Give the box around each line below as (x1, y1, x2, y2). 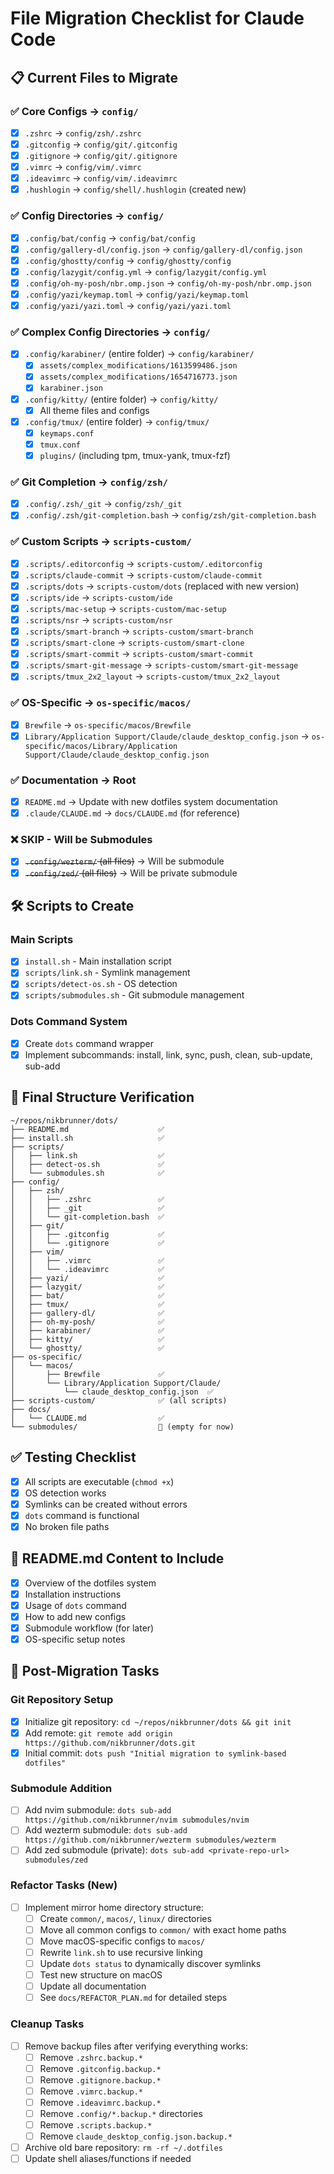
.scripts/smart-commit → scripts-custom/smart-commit (24, 648, 254, 660)
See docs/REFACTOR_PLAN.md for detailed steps (39, 1992, 228, 2004)
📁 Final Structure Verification (10, 1089, 195, 1106)
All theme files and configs (39, 404, 150, 416)
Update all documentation (39, 1980, 147, 1992)
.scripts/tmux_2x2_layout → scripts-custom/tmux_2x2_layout (24, 670, 281, 682)
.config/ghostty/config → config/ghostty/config (24, 254, 232, 266)
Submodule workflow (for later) (24, 1622, 155, 1634)
